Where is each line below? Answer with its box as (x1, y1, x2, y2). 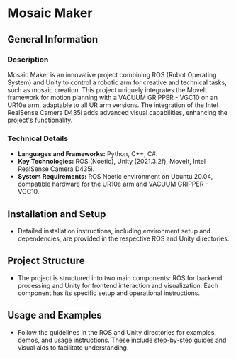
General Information (7, 33, 99, 45)
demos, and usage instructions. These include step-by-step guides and (17, 336, 227, 344)
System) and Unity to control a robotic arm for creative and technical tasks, (7, 78, 227, 87)
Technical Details (7, 133, 69, 143)
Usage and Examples (7, 309, 103, 321)
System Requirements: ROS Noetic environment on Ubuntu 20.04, (17, 172, 213, 181)
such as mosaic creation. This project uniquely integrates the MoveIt (7, 85, 208, 94)
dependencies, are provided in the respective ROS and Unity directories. (17, 234, 230, 243)
